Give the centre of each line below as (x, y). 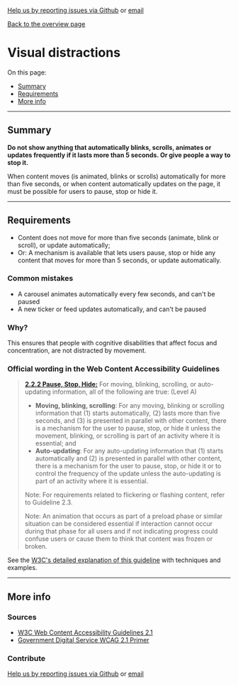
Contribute (27, 659)
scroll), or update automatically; (64, 245)
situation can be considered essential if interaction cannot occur (119, 524)
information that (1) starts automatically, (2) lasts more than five (128, 413)
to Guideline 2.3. (49, 502)
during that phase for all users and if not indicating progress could (121, 532)
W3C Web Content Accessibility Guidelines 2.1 (85, 632)
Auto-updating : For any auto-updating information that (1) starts (129, 451)
